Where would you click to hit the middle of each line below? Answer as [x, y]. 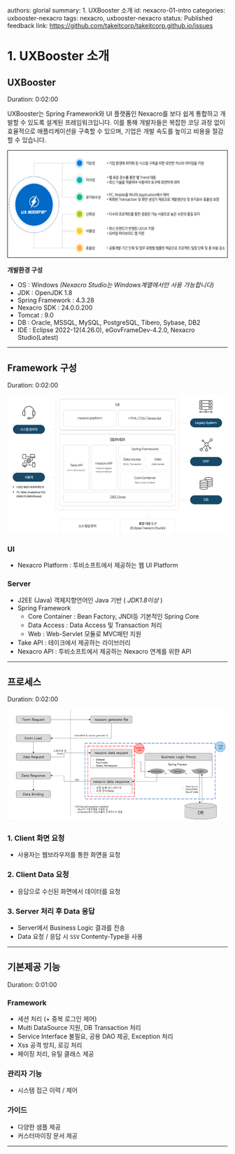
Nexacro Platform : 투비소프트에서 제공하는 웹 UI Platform [98, 565]
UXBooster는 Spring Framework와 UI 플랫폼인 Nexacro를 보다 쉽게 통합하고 [113, 114]
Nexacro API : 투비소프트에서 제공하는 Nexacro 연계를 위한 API [104, 651]
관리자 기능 [25, 1073]
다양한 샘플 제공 [39, 1127]
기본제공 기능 [34, 967]
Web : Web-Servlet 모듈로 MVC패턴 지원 [85, 633]
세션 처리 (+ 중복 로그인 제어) [57, 1019]
